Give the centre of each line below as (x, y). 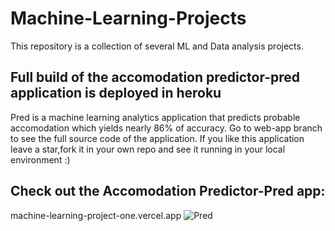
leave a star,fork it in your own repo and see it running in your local (148, 149)
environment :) (40, 159)
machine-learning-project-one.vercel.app (96, 215)
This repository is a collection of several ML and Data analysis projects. (157, 46)
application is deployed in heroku (116, 93)
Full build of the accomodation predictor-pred (155, 77)
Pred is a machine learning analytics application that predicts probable (155, 117)
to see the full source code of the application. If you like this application (157, 138)
